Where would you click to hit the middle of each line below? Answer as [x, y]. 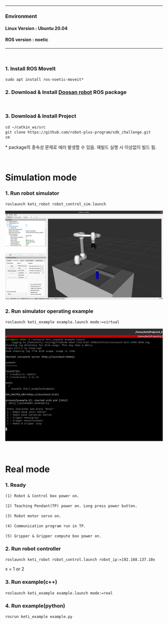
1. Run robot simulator [32, 193]
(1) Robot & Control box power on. [42, 496]
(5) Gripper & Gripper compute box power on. [53, 536]
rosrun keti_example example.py [39, 617]
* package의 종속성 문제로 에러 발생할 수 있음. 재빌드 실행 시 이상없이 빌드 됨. [81, 147]
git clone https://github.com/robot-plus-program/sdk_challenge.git [78, 132]
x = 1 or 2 [15, 569]
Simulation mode [41, 177]
